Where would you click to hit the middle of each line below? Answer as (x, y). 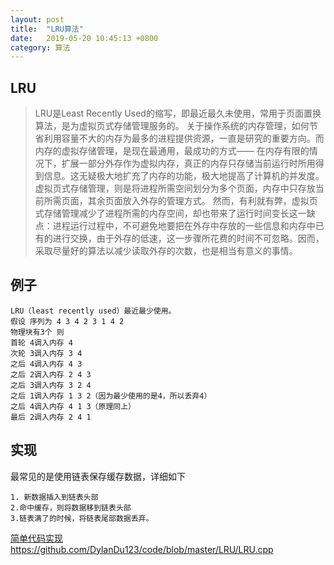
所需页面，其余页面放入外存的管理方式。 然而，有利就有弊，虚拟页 (180, 201)
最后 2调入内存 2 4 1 (51, 417)
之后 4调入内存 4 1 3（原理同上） (73, 406)
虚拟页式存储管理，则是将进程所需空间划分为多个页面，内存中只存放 (175, 188)
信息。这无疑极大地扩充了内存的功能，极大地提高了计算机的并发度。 (184, 176)
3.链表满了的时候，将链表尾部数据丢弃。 (82, 518)
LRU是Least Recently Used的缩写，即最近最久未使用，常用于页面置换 (178, 113)
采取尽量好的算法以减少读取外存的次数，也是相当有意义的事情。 (166, 251)
